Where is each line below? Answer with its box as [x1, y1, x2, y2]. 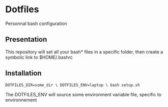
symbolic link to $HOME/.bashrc [5, 54, 73, 60]
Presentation [5, 35, 47, 44]
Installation [5, 69, 42, 77]
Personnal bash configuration [5, 20, 67, 26]
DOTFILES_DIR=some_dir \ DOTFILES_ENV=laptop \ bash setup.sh [5, 83, 140, 88]
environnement [5, 97, 37, 103]
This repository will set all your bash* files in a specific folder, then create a [5, 48, 163, 55]
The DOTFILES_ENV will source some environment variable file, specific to [5, 91, 162, 97]
